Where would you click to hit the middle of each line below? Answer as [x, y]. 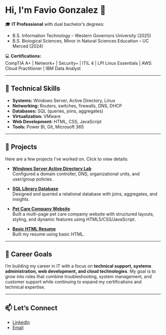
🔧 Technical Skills [33, 89]
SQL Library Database [35, 189]
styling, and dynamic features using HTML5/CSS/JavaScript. [74, 219]
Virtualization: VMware [36, 116]
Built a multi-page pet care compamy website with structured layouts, [83, 214]
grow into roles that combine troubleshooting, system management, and [79, 277]
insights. [21, 199]
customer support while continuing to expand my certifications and [73, 282]
